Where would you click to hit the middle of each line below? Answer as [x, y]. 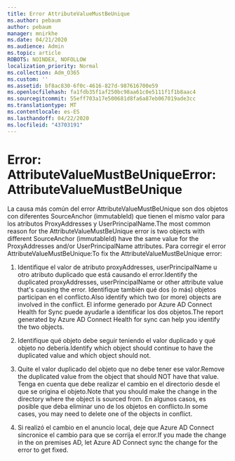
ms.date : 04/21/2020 [38, 40]
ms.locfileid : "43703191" [45, 125]
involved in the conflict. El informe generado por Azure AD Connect [115, 305]
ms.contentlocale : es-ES [43, 112]
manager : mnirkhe [33, 33]
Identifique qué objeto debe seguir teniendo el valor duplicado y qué [116, 341]
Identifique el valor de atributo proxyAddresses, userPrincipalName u [117, 267]
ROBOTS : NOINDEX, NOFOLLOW [47, 60]
